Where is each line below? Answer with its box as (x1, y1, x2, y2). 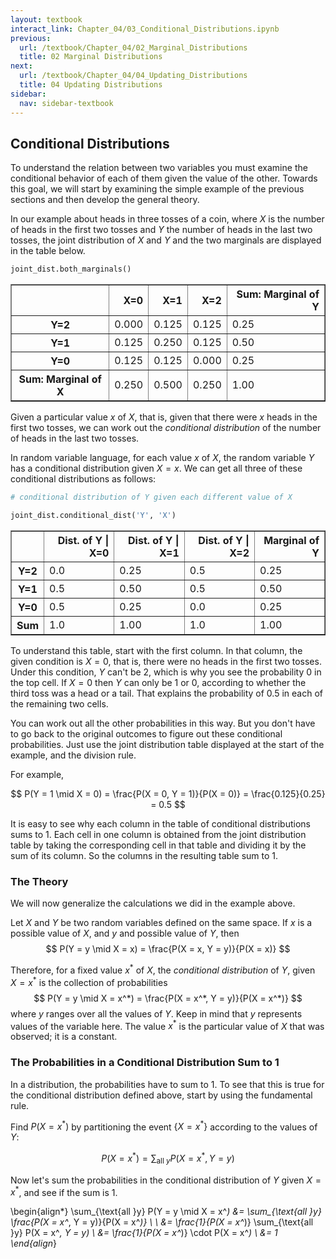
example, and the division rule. (10, 749, 137, 761)
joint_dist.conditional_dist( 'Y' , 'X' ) (10, 511, 177, 521)
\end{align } (10, 1237, 57, 1250)
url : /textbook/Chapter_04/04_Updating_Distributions (19, 71, 248, 81)
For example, (10, 768, 65, 780)
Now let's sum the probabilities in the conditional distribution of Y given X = (10, 1174, 322, 1186)
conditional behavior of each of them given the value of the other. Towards (10, 172, 318, 185)
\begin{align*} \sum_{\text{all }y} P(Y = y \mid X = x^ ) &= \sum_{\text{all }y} (10, 1206, 322, 1218)
